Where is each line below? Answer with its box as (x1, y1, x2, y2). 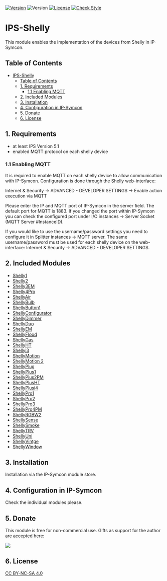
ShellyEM (12, 326, 33, 332)
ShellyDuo (12, 320, 34, 327)
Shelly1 (12, 272, 28, 278)
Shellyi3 (12, 347, 29, 353)
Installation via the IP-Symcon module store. (5, 471, 96, 478)
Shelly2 (12, 277, 29, 284)
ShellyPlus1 (12, 369, 36, 375)
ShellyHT (12, 342, 32, 348)
